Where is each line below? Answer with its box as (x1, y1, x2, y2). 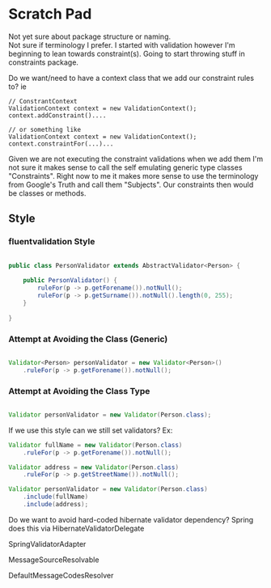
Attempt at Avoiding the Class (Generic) (8, 333, 168, 345)
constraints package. (8, 57, 79, 67)
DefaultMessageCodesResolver (8, 570, 114, 580)
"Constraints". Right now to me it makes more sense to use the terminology (8, 171, 259, 180)
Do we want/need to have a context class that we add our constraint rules (8, 73, 255, 82)
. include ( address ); (23, 501, 89, 509)
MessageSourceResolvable (8, 555, 100, 565)
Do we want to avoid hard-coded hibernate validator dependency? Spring (8, 514, 254, 524)
